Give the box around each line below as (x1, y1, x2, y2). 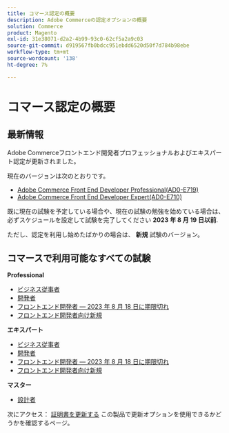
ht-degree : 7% (7, 61, 48, 68)
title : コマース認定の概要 (7, 10, 75, 17)
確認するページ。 (25, 419, 74, 427)
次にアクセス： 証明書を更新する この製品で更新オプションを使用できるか (7, 410, 216, 419)
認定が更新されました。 (12, 157, 80, 165)
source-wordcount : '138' (7, 55, 79, 62)
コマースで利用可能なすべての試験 (7, 252, 151, 264)
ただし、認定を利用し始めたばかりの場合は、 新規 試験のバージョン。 (7, 230, 204, 239)
